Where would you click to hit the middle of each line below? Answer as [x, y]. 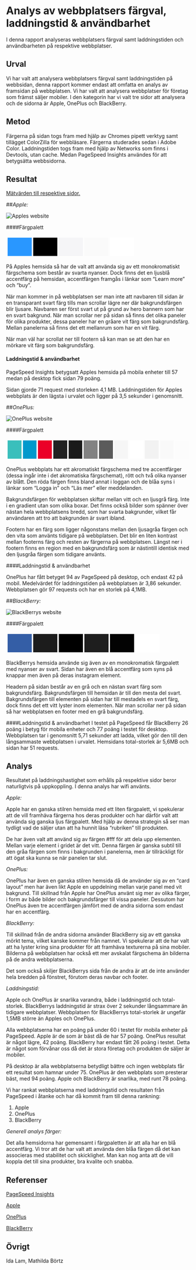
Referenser [27, 1180]
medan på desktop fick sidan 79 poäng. [54, 378]
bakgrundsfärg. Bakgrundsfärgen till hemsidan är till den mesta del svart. [94, 693]
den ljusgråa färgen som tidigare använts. [56, 554]
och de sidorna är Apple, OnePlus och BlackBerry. [66, 103]
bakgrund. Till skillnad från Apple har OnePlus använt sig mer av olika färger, [98, 893]
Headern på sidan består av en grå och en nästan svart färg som [84, 686]
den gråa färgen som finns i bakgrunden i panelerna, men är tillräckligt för [95, 852]
